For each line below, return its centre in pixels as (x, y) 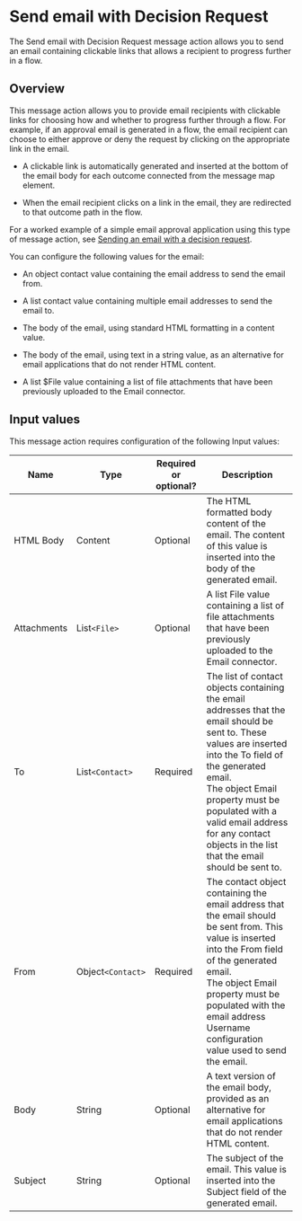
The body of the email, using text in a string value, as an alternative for (153, 354)
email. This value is (247, 1169)
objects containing (245, 687)
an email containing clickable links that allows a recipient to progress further (151, 50)
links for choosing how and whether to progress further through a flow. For (147, 119)
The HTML (229, 500)
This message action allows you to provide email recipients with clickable (145, 111)
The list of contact (244, 676)
